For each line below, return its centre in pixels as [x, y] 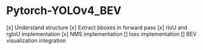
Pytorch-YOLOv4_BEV [64, 11]
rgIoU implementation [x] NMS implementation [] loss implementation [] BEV [101, 34]
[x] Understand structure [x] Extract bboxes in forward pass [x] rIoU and [97, 27]
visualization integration [36, 40]
